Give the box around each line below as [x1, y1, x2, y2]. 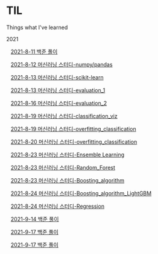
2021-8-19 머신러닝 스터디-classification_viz [10, 112, 118, 119]
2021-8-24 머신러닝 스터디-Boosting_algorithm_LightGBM [10, 189, 152, 197]
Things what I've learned [6, 24, 68, 31]
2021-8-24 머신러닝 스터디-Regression [10, 202, 104, 210]
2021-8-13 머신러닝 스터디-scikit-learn [10, 73, 104, 81]
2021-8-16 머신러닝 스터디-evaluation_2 [10, 99, 107, 107]
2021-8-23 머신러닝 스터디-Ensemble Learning [10, 151, 125, 158]
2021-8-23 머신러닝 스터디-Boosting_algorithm [10, 176, 125, 184]
